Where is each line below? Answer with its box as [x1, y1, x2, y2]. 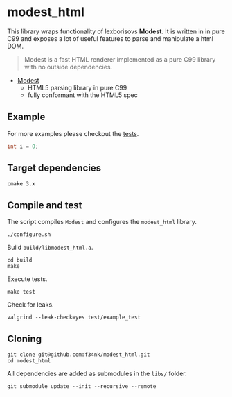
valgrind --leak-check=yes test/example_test [7, 314, 141, 321]
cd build [7, 257, 33, 264]
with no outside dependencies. [24, 62, 113, 71]
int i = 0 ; [7, 143, 39, 150]
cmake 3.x [7, 180, 36, 187]
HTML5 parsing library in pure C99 [27, 83, 127, 92]
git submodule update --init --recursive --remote [7, 383, 157, 390]
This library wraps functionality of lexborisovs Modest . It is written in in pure [7, 27, 225, 35]
